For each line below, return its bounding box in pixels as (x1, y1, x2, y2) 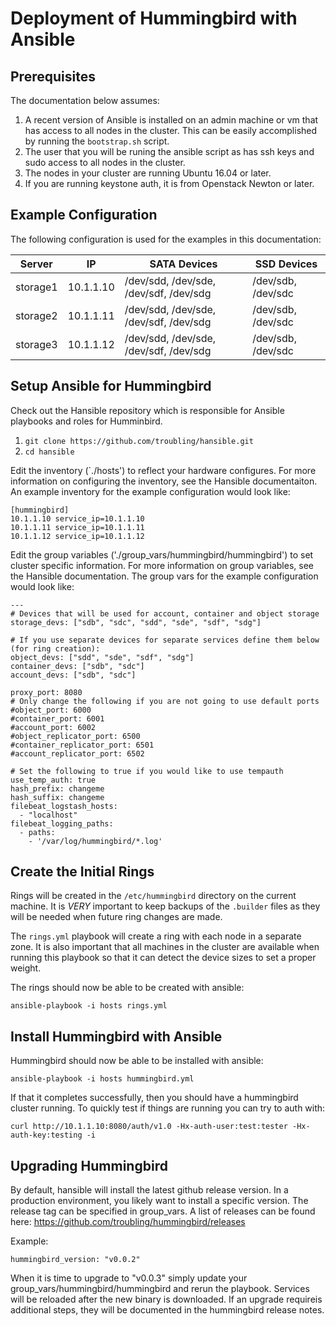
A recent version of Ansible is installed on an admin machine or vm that (24, 114, 319, 126)
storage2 (15, 308, 58, 322)
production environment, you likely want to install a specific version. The (10, 1195, 309, 1207)
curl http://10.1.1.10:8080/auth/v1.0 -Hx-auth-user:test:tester (10, 1122, 288, 1132)
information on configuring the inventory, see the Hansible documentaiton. (10, 475, 318, 487)
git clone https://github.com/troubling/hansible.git (24, 436, 254, 446)
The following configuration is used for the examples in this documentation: (10, 233, 322, 245)
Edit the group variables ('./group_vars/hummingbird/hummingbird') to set (10, 548, 314, 561)
